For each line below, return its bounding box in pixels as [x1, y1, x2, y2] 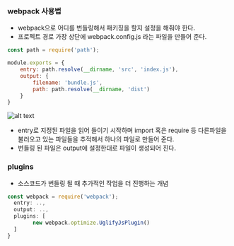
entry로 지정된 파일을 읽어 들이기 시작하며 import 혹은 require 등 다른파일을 [17, 126, 227, 135]
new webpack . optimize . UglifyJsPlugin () [33, 219, 151, 227]
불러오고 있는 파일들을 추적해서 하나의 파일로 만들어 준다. [17, 135, 175, 143]
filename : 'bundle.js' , [33, 79, 103, 86]
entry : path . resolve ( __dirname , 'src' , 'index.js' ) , [20, 66, 179, 74]
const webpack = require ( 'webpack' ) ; [7, 193, 119, 200]
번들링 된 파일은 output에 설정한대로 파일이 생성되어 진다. [17, 143, 177, 153]
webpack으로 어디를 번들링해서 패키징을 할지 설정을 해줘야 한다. [17, 23, 196, 33]
